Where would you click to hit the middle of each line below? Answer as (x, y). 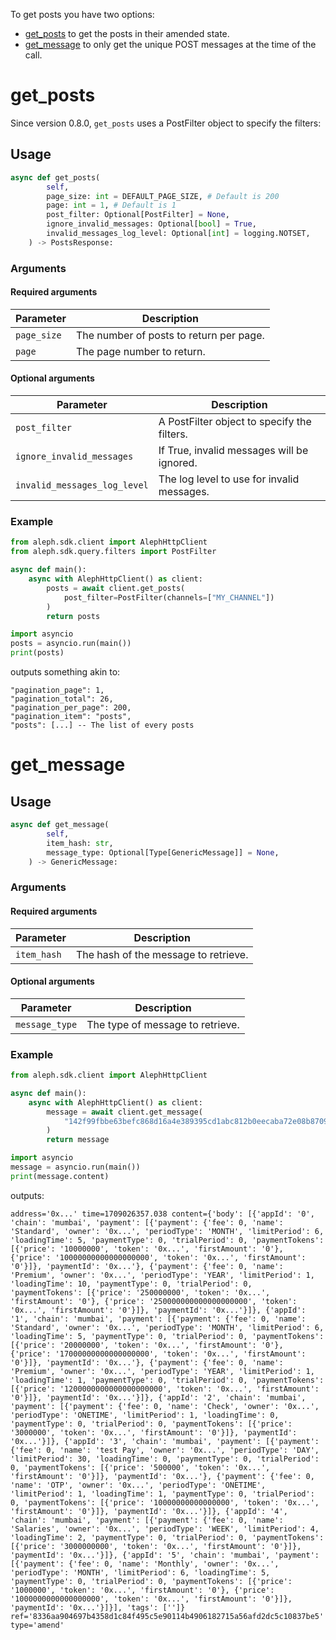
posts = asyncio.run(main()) (71, 644)
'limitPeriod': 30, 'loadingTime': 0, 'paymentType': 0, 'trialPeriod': (165, 1459)
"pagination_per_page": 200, (71, 708)
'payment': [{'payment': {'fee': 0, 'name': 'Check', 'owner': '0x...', (165, 1406)
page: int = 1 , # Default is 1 (111, 205)
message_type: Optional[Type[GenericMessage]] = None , (163, 852)
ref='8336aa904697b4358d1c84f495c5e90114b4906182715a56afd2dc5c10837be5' (167, 1616)
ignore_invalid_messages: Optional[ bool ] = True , (151, 224)
